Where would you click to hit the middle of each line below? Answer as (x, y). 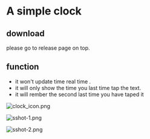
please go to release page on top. (48, 48)
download (25, 34)
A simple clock (44, 11)
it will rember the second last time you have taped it (79, 94)
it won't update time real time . (53, 81)
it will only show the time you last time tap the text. (78, 88)
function (23, 67)
